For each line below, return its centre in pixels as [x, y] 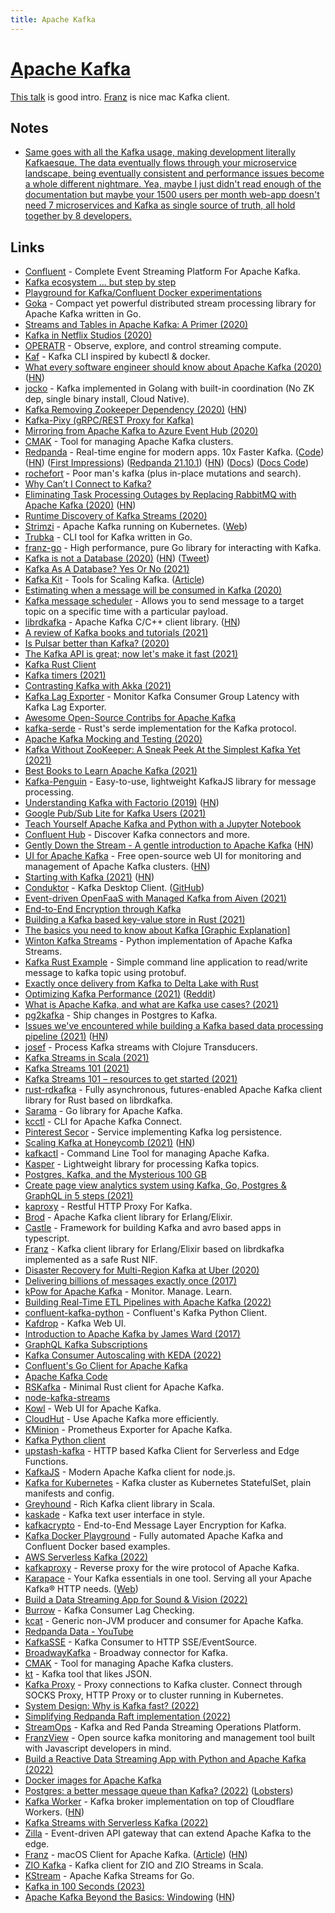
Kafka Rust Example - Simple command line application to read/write [166, 962]
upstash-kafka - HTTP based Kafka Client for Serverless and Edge [162, 1451]
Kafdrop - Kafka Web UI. [75, 1323]
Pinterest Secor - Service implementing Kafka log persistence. [153, 1132]
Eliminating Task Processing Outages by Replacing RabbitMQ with [160, 495]
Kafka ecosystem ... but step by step [100, 282]
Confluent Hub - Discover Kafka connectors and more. [137, 835]
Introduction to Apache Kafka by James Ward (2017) [132, 1334]
